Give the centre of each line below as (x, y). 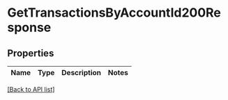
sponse (29, 27)
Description (81, 73)
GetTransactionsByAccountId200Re (114, 13)
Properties (31, 53)
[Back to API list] (31, 89)
